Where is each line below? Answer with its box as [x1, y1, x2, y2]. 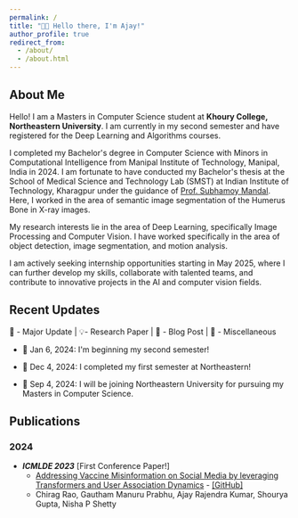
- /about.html [17, 54, 69, 63]
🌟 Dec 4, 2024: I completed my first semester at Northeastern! [21, 361, 252, 372]
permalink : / [9, 12, 58, 22]
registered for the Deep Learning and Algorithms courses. [9, 130, 221, 141]
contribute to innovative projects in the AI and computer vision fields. [9, 276, 262, 287]
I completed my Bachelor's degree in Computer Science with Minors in [9, 147, 269, 158]
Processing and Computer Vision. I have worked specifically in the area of [9, 231, 280, 242]
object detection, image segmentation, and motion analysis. [9, 240, 229, 251]
